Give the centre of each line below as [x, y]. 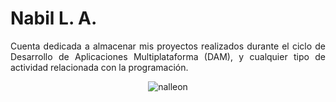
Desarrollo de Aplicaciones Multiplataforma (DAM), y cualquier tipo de [168, 56]
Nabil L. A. [54, 18]
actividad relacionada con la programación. [99, 67]
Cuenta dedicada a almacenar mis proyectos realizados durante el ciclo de [168, 46]
